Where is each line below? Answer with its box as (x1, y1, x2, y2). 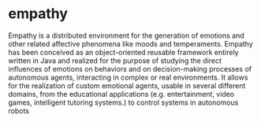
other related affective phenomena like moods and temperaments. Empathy (8, 39, 254, 48)
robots (8, 105, 30, 115)
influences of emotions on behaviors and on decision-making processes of (8, 64, 252, 73)
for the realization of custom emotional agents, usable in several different (8, 80, 246, 91)
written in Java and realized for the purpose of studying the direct (8, 56, 222, 65)
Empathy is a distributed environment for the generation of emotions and (8, 31, 244, 40)
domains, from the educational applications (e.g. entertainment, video (8, 89, 235, 98)
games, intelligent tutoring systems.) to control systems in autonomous (8, 98, 239, 107)
